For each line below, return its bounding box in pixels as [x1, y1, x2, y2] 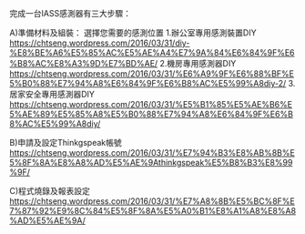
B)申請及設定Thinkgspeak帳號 [9, 137, 123, 148]
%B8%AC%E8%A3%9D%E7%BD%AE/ [9, 58, 158, 68]
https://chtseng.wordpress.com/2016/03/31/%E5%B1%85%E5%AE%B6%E [9, 99, 293, 109]
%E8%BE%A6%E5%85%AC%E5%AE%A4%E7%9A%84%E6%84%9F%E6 [9, 47, 295, 57]
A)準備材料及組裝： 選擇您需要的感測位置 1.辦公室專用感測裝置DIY [9, 27, 257, 38]
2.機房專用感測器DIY [159, 58, 237, 68]
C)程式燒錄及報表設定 [9, 186, 91, 196]
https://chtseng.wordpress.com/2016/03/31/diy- [9, 37, 190, 48]
